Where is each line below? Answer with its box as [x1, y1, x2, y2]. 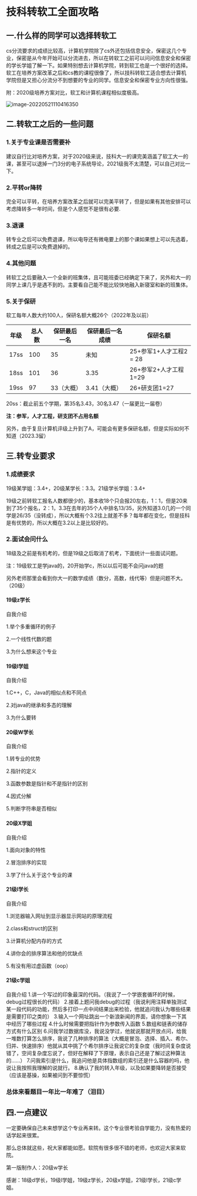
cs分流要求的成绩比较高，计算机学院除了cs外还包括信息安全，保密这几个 [6, 48, 182, 54]
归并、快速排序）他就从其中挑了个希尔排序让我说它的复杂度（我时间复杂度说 [6, 1042, 191, 1049]
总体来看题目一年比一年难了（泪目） [6, 1088, 108, 1096]
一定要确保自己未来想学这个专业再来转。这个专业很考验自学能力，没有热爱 [6, 1124, 186, 1131]
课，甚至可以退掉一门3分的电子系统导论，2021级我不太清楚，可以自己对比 [6, 160, 186, 167]
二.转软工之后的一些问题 [6, 119, 94, 129]
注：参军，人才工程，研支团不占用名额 [6, 412, 98, 420]
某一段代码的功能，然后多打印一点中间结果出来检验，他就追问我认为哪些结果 [6, 1006, 191, 1013]
